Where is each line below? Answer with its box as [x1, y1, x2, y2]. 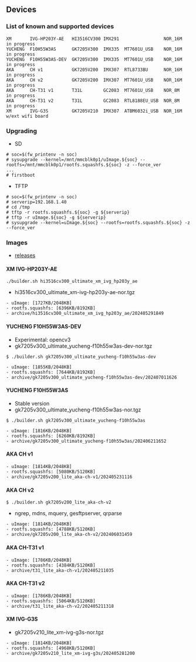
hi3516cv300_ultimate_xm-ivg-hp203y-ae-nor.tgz [14, 289, 135, 296]
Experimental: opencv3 [14, 336, 71, 343]
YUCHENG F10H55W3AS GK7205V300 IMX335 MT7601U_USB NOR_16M [6, 46, 183, 52]
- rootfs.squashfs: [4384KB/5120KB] [6, 562, 96, 568]
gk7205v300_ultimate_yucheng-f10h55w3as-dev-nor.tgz [14, 342, 153, 350]
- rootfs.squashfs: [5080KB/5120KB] [6, 469, 96, 475]
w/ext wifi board [6, 113, 49, 119]
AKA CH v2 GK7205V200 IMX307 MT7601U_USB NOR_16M [6, 77, 183, 83]
